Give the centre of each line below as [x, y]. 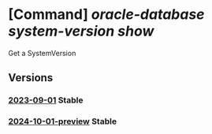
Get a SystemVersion [42, 53]
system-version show [81, 31]
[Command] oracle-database [106, 15]
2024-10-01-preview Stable [62, 121]
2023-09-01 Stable [46, 100]
